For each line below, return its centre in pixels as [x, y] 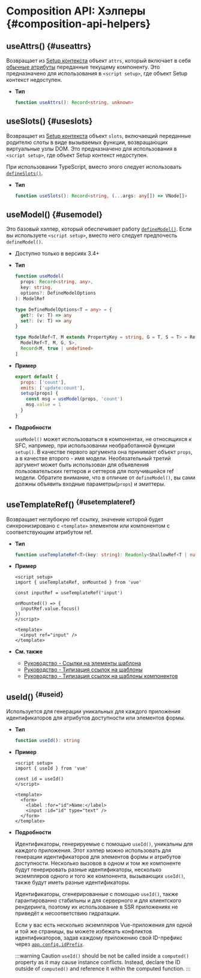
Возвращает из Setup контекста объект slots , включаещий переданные [99, 136]
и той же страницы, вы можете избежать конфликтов [83, 932]
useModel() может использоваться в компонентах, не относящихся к [103, 439]
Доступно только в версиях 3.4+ [57, 254]
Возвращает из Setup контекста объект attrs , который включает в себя [98, 61]
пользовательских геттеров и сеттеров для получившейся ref [94, 471]
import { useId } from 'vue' [51, 769]
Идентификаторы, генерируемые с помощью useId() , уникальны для [104, 844]
